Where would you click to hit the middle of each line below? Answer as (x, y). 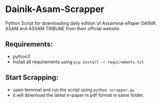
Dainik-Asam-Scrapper (55, 9)
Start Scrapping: (32, 78)
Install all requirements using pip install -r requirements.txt (78, 62)
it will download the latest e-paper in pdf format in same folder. (78, 95)
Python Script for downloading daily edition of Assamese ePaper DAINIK (80, 23)
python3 (21, 56)
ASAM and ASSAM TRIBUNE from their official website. (63, 28)
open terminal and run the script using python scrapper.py (73, 89)
